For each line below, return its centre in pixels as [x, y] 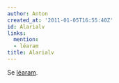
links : [17, 33]
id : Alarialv [26, 27]
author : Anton [28, 14]
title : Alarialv [31, 53]
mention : [26, 40]
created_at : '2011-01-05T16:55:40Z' [60, 20]
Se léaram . [23, 72]
